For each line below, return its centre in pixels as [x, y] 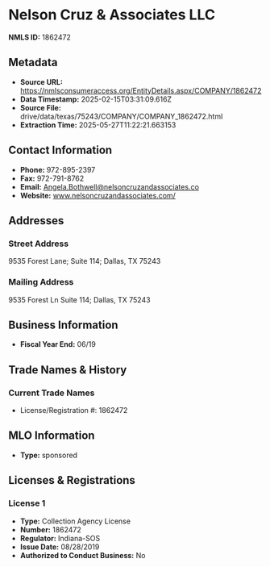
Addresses [36, 221]
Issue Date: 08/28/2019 [60, 547]
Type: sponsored [49, 455]
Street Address [39, 244]
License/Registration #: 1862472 [74, 411]
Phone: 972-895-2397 [58, 169]
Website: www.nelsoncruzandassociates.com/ [98, 195]
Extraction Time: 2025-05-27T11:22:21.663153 [98, 125]
